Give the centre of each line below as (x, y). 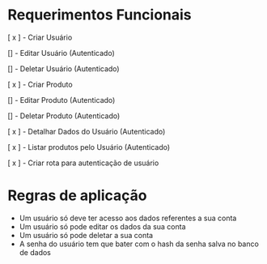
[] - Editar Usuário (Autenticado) (61, 53)
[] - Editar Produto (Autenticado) (61, 100)
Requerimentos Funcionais (100, 15)
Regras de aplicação (77, 196)
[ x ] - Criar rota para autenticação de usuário (83, 163)
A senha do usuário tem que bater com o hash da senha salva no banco (139, 244)
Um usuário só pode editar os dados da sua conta (103, 226)
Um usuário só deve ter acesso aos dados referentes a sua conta (128, 218)
